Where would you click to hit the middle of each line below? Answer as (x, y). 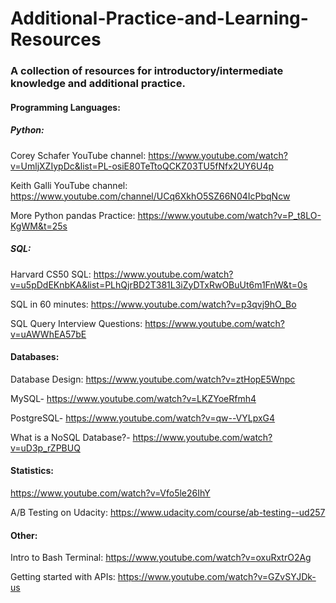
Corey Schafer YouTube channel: (78, 155)
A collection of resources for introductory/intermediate (147, 71)
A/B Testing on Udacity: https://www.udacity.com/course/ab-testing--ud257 (168, 513)
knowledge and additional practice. (98, 84)
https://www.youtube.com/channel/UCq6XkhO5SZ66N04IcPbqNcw (150, 196)
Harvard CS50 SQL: (51, 274)
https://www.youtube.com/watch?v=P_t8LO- (229, 215)
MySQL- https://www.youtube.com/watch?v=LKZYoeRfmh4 (133, 398)
